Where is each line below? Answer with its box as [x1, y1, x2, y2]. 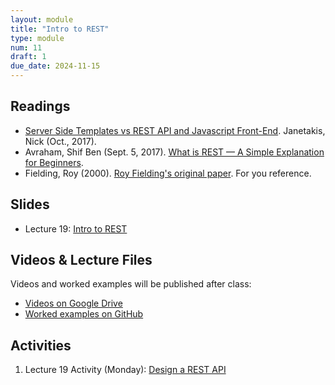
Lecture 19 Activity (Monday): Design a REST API [24, 364, 227, 376]
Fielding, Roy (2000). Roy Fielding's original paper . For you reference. [24, 167, 312, 179]
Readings [10, 98, 71, 115]
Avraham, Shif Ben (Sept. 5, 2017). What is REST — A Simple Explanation [24, 146, 325, 158]
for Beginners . [24, 156, 84, 168]
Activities [10, 337, 72, 354]
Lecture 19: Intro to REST [24, 222, 128, 235]
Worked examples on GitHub [24, 308, 144, 320]
